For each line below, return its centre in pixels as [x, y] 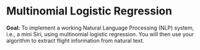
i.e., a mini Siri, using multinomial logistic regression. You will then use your [100, 34]
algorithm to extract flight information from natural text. [75, 40]
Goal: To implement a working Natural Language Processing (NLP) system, [100, 28]
